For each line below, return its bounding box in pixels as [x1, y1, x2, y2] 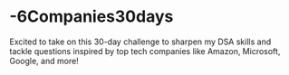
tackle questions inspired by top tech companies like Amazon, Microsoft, [9, 45, 281, 56]
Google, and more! [9, 55, 79, 66]
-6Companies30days [9, 6, 174, 27]
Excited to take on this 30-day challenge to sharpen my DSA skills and [9, 36, 272, 47]
